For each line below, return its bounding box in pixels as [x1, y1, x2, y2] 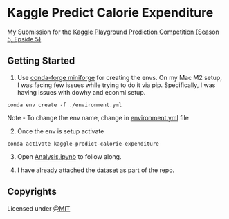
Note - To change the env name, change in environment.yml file [7, 113, 189, 122]
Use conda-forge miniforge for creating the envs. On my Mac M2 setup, [17, 73, 223, 82]
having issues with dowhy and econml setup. [17, 88, 146, 96]
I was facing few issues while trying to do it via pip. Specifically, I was [17, 81, 216, 89]
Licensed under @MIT [7, 204, 71, 212]
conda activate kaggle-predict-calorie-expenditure [7, 140, 159, 147]
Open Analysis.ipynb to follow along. [17, 152, 122, 160]
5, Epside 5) [7, 35, 42, 43]
